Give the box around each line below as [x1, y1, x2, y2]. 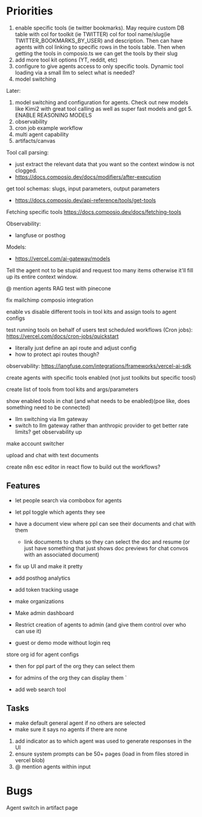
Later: [6, 87, 21, 94]
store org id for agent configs [6, 651, 80, 658]
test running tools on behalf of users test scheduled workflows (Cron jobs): [6, 326, 193, 333]
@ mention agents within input [14, 763, 91, 770]
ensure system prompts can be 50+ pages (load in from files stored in [14, 750, 189, 757]
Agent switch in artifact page [6, 804, 78, 811]
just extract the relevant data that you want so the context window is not [14, 160, 195, 167]
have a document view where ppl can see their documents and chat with [14, 520, 196, 527]
